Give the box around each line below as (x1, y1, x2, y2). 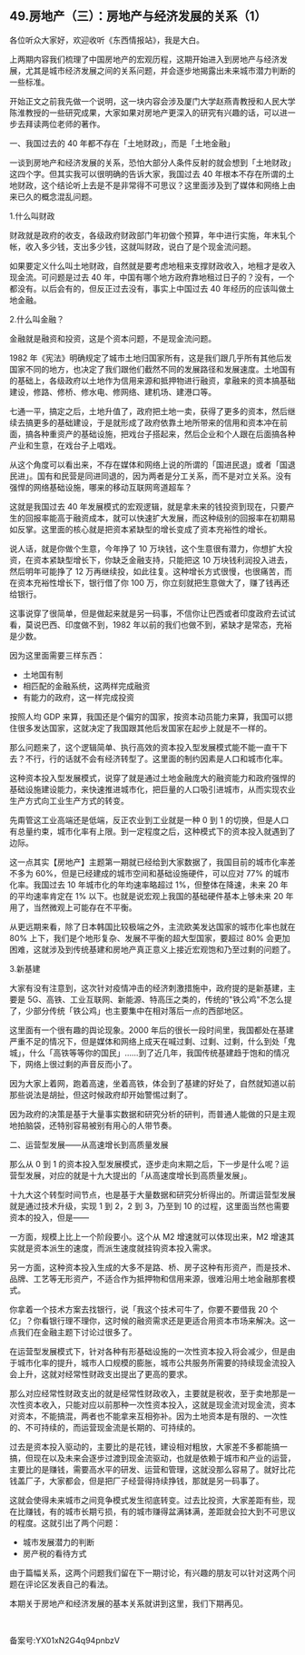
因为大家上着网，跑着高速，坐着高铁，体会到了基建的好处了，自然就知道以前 (9, 1077, 296, 1088)
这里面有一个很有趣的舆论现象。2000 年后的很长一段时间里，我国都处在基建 (9, 1025, 294, 1036)
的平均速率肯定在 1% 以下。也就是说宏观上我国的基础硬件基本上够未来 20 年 (9, 890, 294, 901)
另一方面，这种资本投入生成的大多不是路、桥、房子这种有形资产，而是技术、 (9, 1262, 296, 1273)
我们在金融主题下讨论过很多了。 (16, 1326, 137, 1337)
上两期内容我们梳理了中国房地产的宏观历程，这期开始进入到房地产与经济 (9, 54, 280, 64)
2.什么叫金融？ (9, 313, 65, 324)
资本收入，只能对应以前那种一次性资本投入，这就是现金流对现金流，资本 (25, 1399, 296, 1410)
